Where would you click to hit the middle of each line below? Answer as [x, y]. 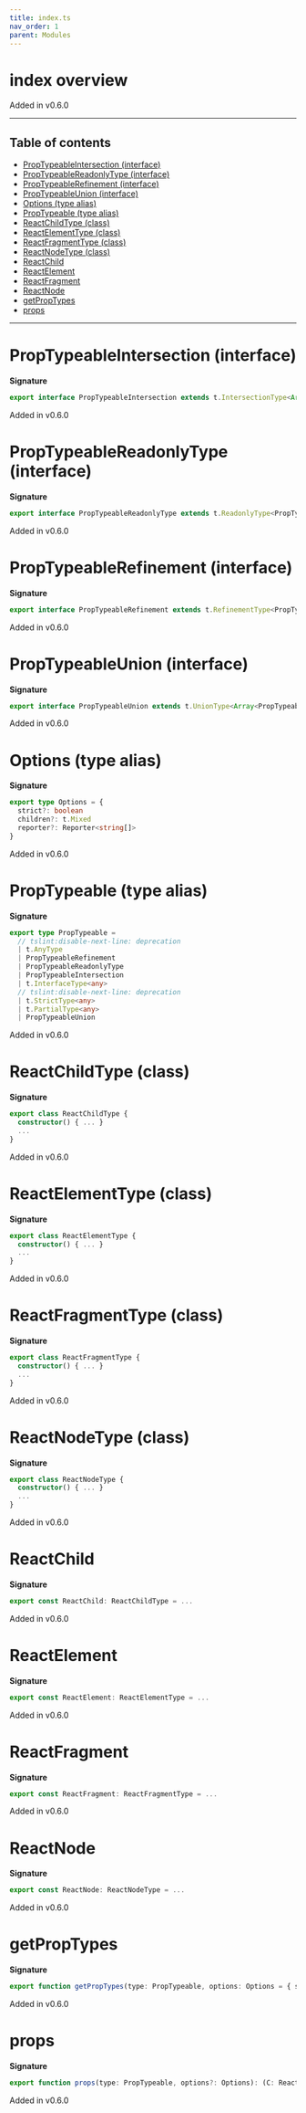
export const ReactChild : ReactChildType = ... [102, 1601]
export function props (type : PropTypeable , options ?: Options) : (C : [142, 2083]
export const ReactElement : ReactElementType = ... [109, 1698]
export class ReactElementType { [73, 1235]
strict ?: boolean [51, 811]
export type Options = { [56, 803]
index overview [69, 80]
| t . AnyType [41, 950]
